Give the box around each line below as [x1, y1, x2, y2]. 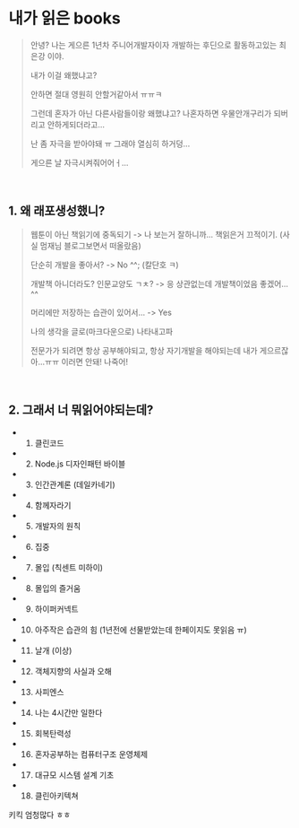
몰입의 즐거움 [34, 582, 81, 593]
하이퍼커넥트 [34, 603, 79, 614]
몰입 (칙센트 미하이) [34, 562, 104, 572]
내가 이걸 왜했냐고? [30, 69, 98, 81]
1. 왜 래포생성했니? [8, 204, 106, 219]
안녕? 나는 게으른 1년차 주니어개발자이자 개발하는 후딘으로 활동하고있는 [30, 39, 278, 50]
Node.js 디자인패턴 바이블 [34, 458, 126, 469]
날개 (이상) [34, 645, 73, 656]
